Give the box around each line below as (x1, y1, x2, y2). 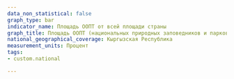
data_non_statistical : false (7, 10, 92, 17)
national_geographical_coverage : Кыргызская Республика (7, 36, 173, 43)
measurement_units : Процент (7, 42, 89, 49)
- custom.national (7, 55, 61, 62)
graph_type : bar (7, 17, 54, 24)
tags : (7, 49, 23, 56)
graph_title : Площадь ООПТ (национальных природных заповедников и (7, 29, 208, 37)
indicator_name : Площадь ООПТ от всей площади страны (7, 23, 167, 30)
